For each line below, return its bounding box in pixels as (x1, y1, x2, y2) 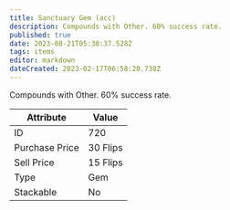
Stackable (14, 185, 57, 198)
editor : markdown (9, 56, 76, 65)
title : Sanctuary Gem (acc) (9, 13, 117, 23)
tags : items (9, 47, 55, 57)
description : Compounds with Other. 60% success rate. (9, 22, 223, 31)
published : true (9, 30, 71, 39)
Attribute (26, 110, 67, 123)
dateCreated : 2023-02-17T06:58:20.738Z (9, 65, 162, 74)
